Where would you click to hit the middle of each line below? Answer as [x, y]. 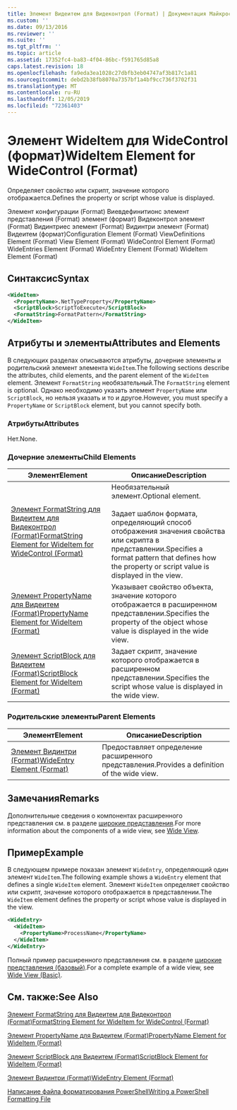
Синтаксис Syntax [48, 279]
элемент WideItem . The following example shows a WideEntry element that [114, 877]
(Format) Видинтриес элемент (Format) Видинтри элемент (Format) [108, 226]
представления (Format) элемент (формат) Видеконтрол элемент [106, 219]
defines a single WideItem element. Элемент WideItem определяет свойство [119, 885]
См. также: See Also [53, 997]
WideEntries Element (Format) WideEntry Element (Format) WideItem [108, 249]
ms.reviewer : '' [31, 34]
